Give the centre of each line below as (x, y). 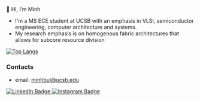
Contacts (20, 67)
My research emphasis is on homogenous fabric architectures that (97, 33)
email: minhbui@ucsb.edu (47, 80)
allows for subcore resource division (60, 40)
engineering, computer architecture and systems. (76, 27)
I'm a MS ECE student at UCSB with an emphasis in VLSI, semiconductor (104, 21)
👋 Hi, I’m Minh (23, 9)
